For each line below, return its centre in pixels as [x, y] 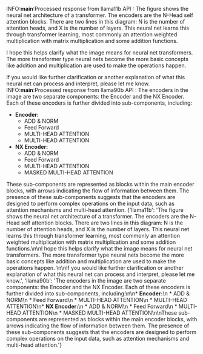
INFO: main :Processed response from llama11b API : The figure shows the [98, 9]
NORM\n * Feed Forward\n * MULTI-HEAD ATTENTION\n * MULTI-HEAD [97, 300]
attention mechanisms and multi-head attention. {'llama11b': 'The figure [95, 210]
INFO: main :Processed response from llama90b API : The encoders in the [98, 90]
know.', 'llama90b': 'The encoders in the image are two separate [86, 280]
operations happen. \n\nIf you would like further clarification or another [95, 268]
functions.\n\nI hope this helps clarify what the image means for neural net [99, 248]
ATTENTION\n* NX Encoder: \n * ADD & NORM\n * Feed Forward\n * [92, 306]
